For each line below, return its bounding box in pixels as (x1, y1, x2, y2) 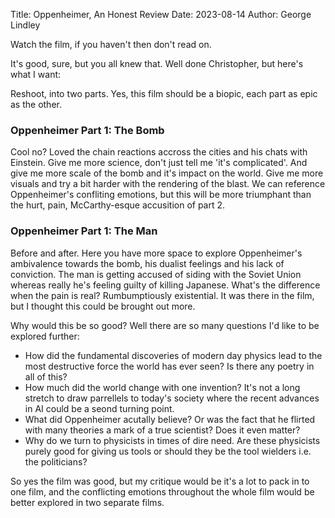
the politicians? (24, 455, 88, 468)
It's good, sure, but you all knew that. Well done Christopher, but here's (10, 58, 304, 69)
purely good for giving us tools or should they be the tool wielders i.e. (24, 445, 312, 457)
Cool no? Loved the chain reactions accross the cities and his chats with (10, 146, 308, 158)
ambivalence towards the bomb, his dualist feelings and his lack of (10, 257, 285, 269)
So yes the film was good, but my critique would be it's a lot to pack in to (10, 475, 310, 487)
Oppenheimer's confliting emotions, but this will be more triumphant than (10, 189, 312, 201)
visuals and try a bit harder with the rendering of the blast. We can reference (10, 178, 326, 190)
